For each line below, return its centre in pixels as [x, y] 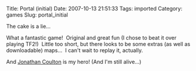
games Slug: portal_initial [37, 15]
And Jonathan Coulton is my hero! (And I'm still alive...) [74, 62]
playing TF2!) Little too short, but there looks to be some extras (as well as [98, 44]
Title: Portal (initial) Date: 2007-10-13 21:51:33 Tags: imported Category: [94, 9]
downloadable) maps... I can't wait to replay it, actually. [75, 50]
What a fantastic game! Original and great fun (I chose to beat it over [91, 38]
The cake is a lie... [28, 26]
